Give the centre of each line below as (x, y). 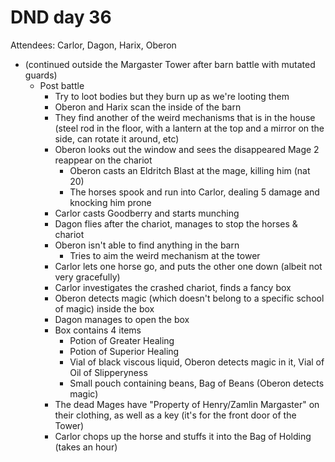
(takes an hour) (86, 447)
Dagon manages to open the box (122, 319)
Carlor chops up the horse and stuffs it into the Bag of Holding (183, 436)
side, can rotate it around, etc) (117, 138)
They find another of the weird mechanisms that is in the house (185, 117)
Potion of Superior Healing (124, 351)
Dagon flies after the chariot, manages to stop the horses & (176, 223)
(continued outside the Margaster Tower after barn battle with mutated (170, 64)
